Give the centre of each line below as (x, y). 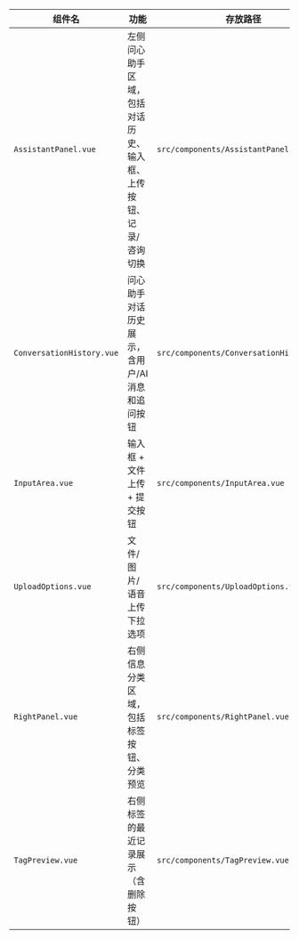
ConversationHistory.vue (66, 353)
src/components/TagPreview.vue (223, 860)
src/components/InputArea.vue (221, 483)
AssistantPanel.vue (55, 149)
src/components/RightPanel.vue (223, 717)
